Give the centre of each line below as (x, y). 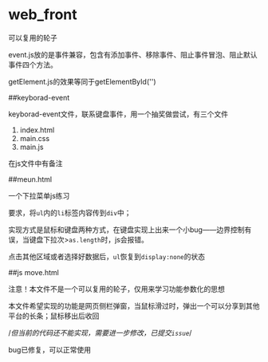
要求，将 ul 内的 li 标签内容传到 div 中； (70, 212)
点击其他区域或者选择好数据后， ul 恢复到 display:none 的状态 (107, 256)
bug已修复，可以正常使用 (50, 349)
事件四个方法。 (33, 65)
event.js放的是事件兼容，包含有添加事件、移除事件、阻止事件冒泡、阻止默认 (133, 54)
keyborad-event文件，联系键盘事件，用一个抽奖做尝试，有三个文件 (118, 114)
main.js (32, 147)
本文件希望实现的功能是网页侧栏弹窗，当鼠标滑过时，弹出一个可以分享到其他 (134, 305)
